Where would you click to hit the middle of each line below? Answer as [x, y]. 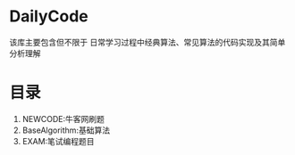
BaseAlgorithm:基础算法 [66, 130]
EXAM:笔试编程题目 [59, 141]
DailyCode [49, 16]
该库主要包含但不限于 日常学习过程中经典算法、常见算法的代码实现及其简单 [147, 42]
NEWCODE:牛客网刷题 [63, 118]
